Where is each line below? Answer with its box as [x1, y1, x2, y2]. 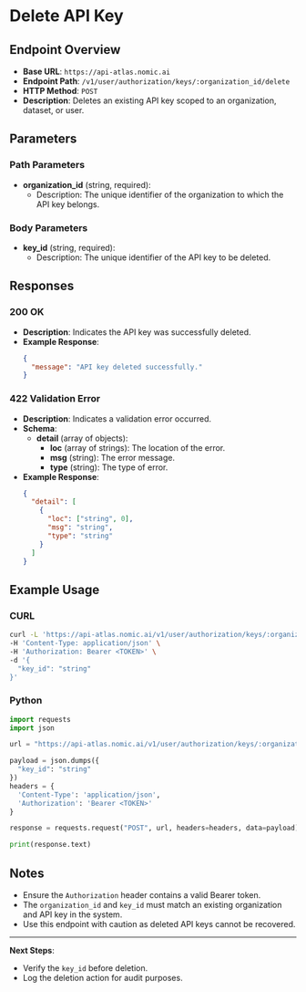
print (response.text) [9, 841, 92, 850]
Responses [9, 278, 75, 294]
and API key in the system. [22, 909, 123, 920]
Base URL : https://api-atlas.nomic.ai [22, 66, 171, 77]
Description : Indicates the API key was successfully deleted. [22, 326, 252, 338]
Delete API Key [9, 5, 125, 26]
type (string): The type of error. [49, 462, 168, 473]
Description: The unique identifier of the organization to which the [36, 189, 284, 200]
